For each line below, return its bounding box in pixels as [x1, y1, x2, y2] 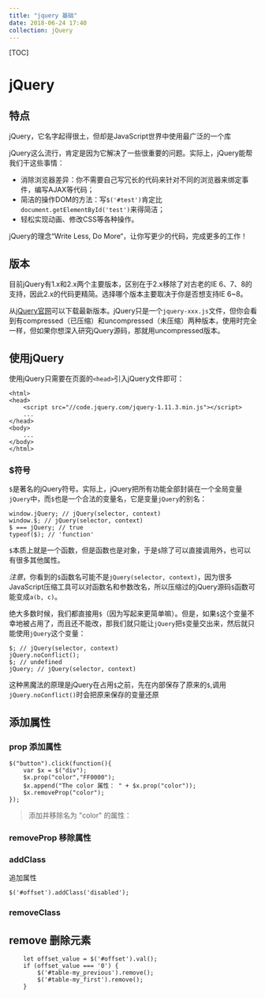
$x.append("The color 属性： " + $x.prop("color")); [23, 781, 196, 790]
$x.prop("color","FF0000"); [23, 773, 115, 781]
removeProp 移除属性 [9, 832, 91, 843]
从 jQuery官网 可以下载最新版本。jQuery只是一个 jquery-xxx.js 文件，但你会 [9, 306, 251, 316]
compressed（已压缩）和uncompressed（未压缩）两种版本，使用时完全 [22, 316, 257, 325]
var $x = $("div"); [23, 766, 88, 774]
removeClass [9, 907, 62, 918]
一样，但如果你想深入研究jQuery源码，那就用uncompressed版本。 [9, 326, 225, 336]
